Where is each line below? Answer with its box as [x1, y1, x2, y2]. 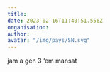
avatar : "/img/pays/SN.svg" [7, 37, 91, 44]
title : [7, 10, 27, 18]
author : [7, 30, 31, 38]
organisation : [7, 24, 50, 31]
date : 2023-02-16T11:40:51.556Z [7, 17, 103, 24]
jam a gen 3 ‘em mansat [7, 56, 77, 65]
